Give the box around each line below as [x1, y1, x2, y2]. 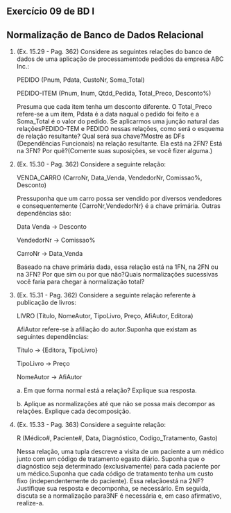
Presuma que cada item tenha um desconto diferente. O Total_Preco [16, 103, 212, 111]
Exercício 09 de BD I [6, 6, 95, 17]
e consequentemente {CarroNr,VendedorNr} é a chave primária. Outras [16, 202, 221, 210]
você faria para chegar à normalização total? [16, 277, 145, 286]
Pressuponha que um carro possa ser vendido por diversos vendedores [16, 194, 223, 203]
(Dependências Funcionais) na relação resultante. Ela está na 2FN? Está [16, 139, 223, 148]
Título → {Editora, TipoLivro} [16, 346, 99, 354]
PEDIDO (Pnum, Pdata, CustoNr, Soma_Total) [16, 76, 145, 84]
